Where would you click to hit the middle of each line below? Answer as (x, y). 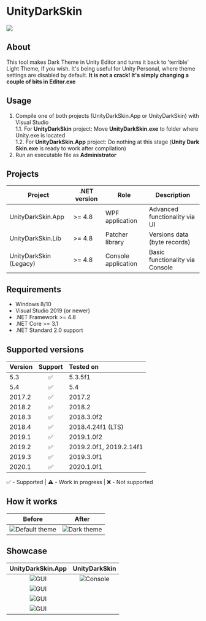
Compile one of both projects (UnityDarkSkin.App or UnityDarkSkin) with (107, 115)
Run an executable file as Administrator (66, 155)
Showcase (27, 551)
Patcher (116, 234)
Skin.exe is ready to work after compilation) (71, 148)
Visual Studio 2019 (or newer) (52, 310)
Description (173, 195)
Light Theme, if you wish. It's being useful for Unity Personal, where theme (101, 68)
